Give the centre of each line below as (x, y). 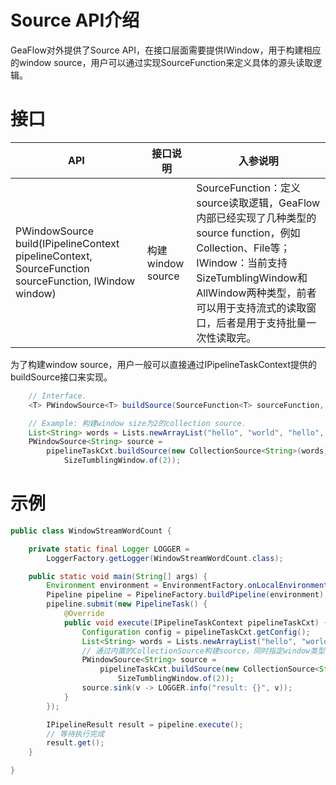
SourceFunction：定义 (248, 188)
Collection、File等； (243, 248)
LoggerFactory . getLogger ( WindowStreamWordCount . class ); (165, 558)
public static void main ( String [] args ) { (118, 576)
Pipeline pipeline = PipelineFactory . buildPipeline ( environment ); (187, 595)
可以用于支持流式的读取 (251, 308)
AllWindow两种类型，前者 (256, 293)
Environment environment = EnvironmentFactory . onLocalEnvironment (187, 586)
